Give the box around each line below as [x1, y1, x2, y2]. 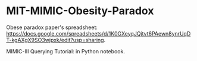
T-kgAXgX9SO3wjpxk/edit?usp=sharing [6, 36, 104, 43]
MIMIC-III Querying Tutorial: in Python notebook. [6, 47, 125, 54]
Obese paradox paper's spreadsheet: [6, 24, 98, 31]
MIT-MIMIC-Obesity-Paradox [6, 4, 154, 18]
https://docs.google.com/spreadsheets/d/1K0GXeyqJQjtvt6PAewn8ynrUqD [6, 30, 191, 37]
